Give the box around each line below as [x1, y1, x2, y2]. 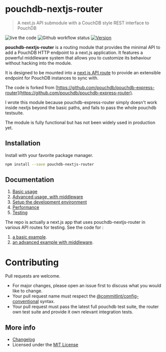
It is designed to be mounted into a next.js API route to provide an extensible [5, 69, 161, 75]
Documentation [5, 176, 55, 184]
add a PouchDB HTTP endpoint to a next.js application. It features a [5, 50, 143, 55]
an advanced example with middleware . [12, 239, 94, 246]
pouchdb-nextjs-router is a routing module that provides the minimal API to [5, 44, 161, 50]
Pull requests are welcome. [5, 273, 60, 279]
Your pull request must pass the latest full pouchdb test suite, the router [12, 303, 159, 310]
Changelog [12, 337, 35, 343]
